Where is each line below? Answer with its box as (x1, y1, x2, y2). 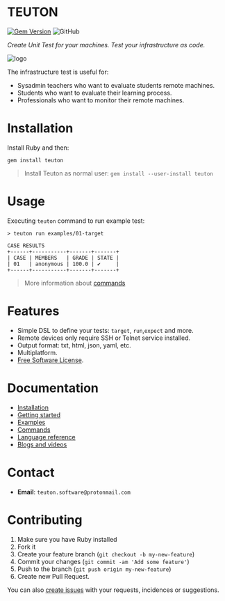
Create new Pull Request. (17, 572, 90, 580)
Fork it (17, 543, 36, 551)
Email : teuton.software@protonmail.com (17, 487, 131, 496)
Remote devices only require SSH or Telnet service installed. (17, 334, 191, 342)
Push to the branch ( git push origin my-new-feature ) (17, 565, 172, 573)
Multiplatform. (17, 348, 58, 357)
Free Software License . (17, 356, 84, 364)
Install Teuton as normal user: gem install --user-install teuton (24, 169, 213, 178)
